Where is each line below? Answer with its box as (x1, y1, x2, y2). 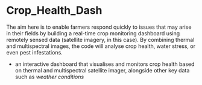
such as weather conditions (14, 73, 84, 80)
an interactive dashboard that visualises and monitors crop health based (14, 60, 195, 68)
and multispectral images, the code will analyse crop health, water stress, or (6, 42, 196, 50)
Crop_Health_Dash (6, 4, 103, 17)
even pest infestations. (6, 48, 63, 56)
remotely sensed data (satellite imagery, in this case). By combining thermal (6, 36, 195, 43)
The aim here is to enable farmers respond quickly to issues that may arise (6, 23, 192, 31)
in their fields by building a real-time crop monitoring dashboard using (6, 29, 180, 37)
